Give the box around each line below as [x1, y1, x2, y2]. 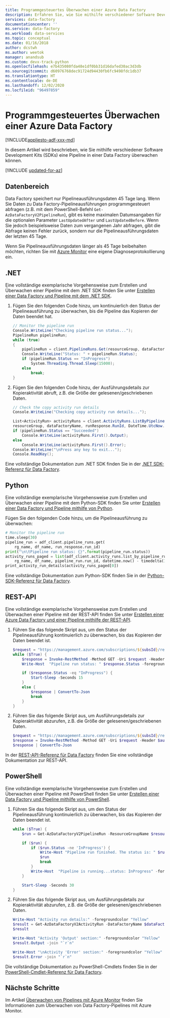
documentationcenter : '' [5, 21, 58, 27]
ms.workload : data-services [5, 31, 65, 36]
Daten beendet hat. [12, 313, 53, 320]
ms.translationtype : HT [5, 74, 56, 79]
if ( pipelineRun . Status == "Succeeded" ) [12, 428, 99, 434]
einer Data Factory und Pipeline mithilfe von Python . [5, 505, 114, 511]
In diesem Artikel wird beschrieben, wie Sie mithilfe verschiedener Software [5, 147, 163, 153]
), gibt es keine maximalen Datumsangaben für [64, 212, 161, 218]
